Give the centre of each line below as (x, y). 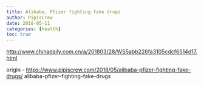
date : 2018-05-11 (28, 23)
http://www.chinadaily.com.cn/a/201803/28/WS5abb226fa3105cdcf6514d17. (102, 51)
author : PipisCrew (29, 18)
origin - (15, 70)
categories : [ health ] (34, 29)
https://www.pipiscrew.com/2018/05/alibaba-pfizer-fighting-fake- (108, 70)
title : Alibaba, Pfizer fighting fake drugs (63, 12)
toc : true (19, 35)
